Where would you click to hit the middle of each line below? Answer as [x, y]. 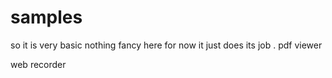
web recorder [38, 64]
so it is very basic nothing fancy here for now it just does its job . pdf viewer [166, 45]
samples [46, 17]
